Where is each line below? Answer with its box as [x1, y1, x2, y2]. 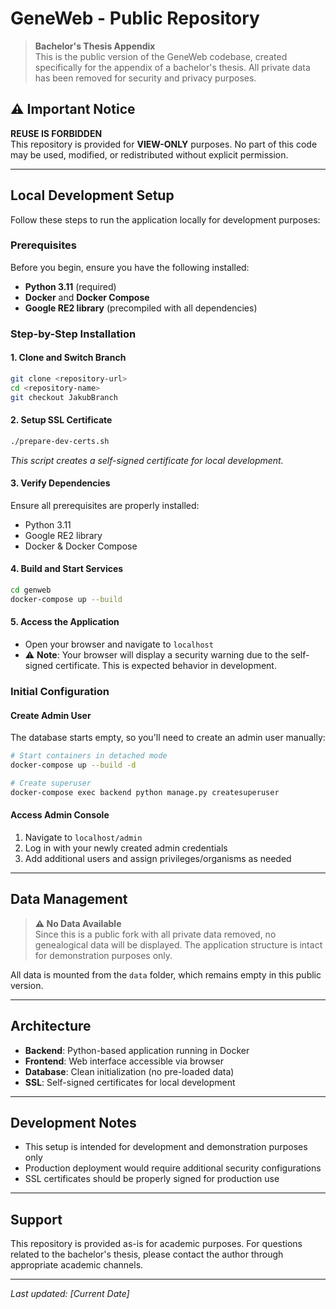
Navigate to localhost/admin [24, 831, 143, 843]
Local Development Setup [10, 187, 175, 204]
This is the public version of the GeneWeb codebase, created [34, 50, 288, 62]
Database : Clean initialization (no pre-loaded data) [24, 1065, 235, 1077]
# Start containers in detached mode [10, 751, 168, 761]
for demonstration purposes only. [34, 949, 173, 961]
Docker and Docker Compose [24, 291, 150, 303]
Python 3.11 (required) [24, 280, 117, 292]
